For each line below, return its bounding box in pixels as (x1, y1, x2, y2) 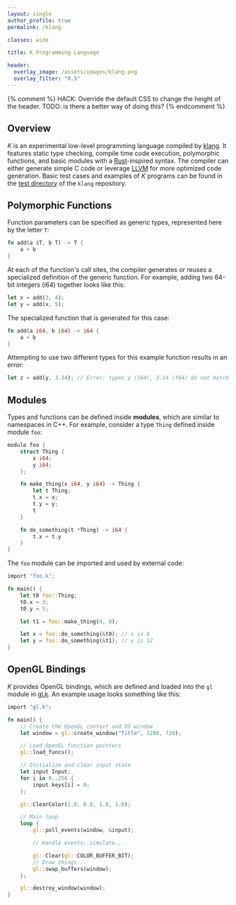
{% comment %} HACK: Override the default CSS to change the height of (7, 94, 221, 103)
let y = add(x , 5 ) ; (7, 300, 65, 308)
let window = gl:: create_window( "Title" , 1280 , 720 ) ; (20, 729, 182, 736)
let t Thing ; (33, 487, 71, 494)
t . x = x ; (33, 494, 59, 501)
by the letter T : (7, 226, 49, 234)
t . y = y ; (33, 501, 59, 508)
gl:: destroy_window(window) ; (20, 884, 106, 892)
